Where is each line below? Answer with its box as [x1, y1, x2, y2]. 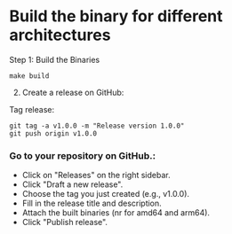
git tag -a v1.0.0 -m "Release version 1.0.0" [9, 121, 185, 130]
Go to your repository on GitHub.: [9, 149, 156, 161]
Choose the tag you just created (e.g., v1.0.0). [21, 189, 189, 199]
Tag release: [9, 104, 55, 114]
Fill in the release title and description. [21, 198, 162, 209]
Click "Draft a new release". [21, 179, 124, 190]
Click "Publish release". [21, 217, 108, 228]
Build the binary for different [9, 6, 224, 27]
